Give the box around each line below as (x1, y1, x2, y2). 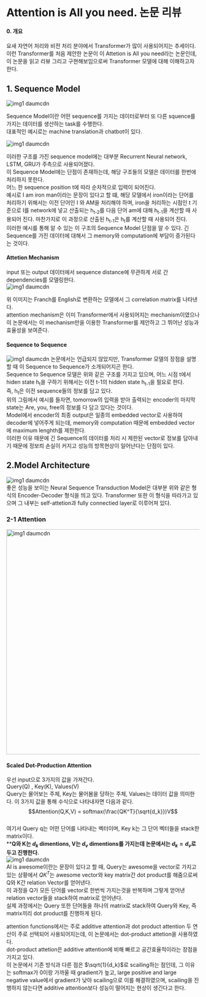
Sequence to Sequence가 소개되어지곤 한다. (25, 363, 134, 371)
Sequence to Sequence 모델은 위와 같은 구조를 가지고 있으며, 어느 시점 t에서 (6, 371, 191, 378)
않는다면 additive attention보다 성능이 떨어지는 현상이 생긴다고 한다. (22, 984, 186, 991)
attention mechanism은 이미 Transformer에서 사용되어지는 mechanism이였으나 (6, 311, 200, 318)
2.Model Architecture (6, 460, 90, 471)
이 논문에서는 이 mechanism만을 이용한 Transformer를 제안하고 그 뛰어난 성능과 (6, 319, 199, 326)
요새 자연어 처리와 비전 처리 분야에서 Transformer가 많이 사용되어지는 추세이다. (6, 42, 196, 50)
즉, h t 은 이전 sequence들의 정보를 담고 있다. (6, 387, 113, 396)
